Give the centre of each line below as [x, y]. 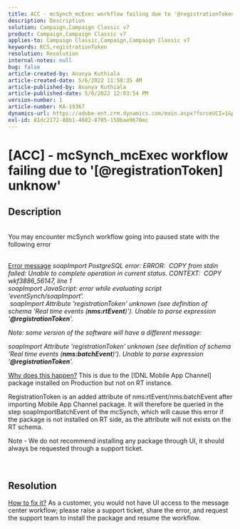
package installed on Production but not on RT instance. [90, 383]
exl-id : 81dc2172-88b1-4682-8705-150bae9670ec [78, 120]
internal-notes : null [40, 61]
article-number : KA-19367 [46, 107]
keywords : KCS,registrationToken [58, 47]
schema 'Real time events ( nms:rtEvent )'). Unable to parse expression [112, 311]
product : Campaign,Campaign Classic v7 [67, 34]
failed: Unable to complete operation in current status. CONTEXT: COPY [115, 273]
